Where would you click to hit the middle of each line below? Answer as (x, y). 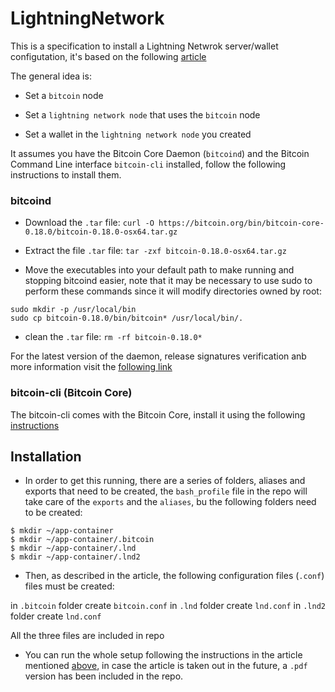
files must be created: (69, 586)
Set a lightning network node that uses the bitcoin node (142, 114)
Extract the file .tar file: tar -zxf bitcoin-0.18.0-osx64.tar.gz (155, 251)
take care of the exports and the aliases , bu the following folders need (170, 502)
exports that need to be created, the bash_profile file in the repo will (166, 491)
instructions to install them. (66, 174)
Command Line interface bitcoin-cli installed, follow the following (148, 164)
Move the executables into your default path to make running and (159, 270)
